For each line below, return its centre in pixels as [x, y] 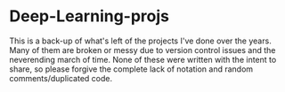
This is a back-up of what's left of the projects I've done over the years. [140, 41]
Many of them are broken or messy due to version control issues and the [142, 50]
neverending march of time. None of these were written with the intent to [143, 59]
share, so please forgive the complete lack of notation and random [131, 69]
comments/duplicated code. [61, 78]
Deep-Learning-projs [90, 16]
